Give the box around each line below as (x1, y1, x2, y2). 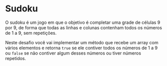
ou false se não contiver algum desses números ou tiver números (5, 50, 141, 56)
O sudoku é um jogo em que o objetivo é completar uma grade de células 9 (5, 19, 160, 25)
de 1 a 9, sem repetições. (5, 30, 57, 36)
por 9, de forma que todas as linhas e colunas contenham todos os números (5, 24, 162, 30)
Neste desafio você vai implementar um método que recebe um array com (5, 39, 158, 45)
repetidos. (5, 55, 26, 61)
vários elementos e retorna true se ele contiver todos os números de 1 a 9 (5, 45, 158, 51)
